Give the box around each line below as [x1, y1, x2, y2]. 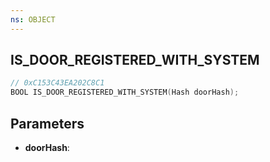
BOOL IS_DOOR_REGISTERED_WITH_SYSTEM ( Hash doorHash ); [10, 87, 240, 98]
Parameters [10, 115, 85, 132]
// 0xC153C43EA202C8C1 [10, 78, 105, 88]
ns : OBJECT [10, 14, 56, 25]
